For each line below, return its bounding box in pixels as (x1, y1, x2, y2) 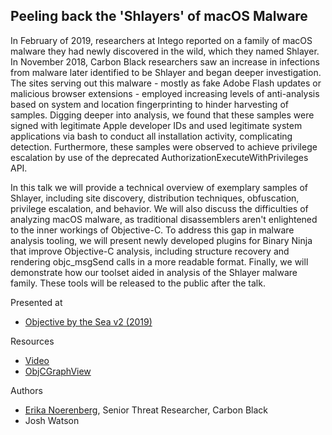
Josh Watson (24, 414, 80, 426)
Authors (10, 384, 43, 396)
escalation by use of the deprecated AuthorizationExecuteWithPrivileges (10, 151, 309, 163)
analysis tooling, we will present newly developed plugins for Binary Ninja (10, 234, 313, 246)
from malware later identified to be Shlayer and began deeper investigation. (10, 66, 322, 78)
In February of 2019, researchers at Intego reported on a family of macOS (10, 34, 313, 46)
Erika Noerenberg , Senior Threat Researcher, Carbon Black (24, 404, 269, 416)
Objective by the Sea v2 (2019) (24, 315, 153, 328)
